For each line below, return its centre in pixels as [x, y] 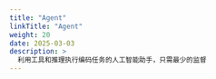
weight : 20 [30, 35]
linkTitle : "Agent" [46, 26]
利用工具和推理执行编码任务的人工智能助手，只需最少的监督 [112, 60]
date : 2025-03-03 [42, 43]
